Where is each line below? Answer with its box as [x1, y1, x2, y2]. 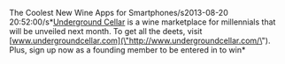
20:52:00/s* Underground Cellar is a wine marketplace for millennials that [9, 17, 276, 27]
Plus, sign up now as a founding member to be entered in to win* [9, 45, 246, 55]
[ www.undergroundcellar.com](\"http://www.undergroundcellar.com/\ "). [9, 35, 272, 46]
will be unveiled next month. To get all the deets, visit [9, 26, 203, 36]
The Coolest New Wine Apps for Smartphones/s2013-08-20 [9, 8, 228, 18]
